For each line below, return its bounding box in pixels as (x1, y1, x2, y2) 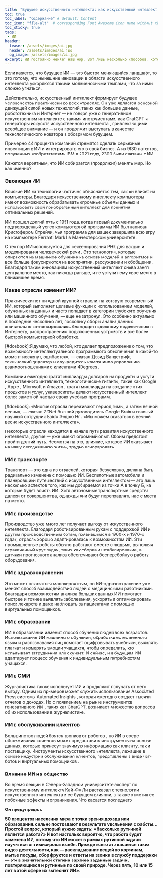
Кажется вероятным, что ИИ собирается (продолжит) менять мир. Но (5, 160, 151, 166)
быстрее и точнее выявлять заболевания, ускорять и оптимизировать (5, 596, 151, 602)
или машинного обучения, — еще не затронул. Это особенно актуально (5, 313, 155, 319)
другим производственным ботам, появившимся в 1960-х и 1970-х (5, 532, 145, 537)
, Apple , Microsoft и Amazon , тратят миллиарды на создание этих (5, 383, 143, 389)
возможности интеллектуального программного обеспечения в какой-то (5, 348, 158, 354)
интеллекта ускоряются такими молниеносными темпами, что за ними (5, 81, 153, 86)
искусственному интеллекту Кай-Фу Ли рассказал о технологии (5, 787, 139, 792)
